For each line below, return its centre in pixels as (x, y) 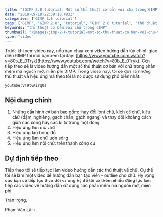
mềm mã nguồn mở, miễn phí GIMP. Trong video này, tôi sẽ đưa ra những (78, 71)
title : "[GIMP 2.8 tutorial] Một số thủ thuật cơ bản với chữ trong (76, 9)
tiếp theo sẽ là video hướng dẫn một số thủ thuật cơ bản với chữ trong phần (80, 66)
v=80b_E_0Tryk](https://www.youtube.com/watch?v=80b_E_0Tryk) (72, 61)
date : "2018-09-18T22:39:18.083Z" (40, 14)
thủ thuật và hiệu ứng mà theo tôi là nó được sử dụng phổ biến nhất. (73, 76)
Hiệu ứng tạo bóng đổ (34, 132)
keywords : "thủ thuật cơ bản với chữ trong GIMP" (56, 28)
